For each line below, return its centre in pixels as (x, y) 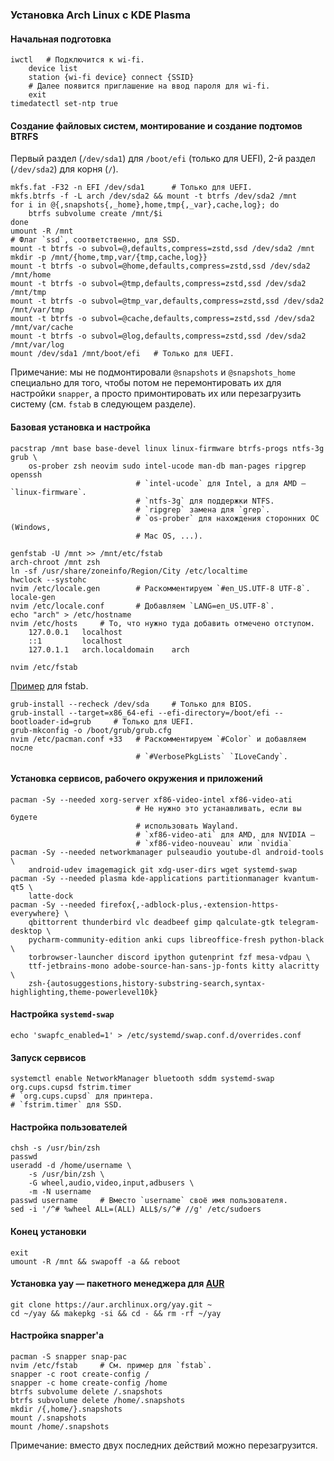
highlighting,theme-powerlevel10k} (84, 992)
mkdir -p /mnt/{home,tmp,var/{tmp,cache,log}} (109, 258)
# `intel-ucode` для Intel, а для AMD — (221, 483)
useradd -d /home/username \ (71, 1166)
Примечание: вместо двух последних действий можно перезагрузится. (164, 1445)
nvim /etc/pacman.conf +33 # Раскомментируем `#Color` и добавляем (158, 739)
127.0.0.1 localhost (75, 632)
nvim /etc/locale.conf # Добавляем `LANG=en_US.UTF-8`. (142, 606)
